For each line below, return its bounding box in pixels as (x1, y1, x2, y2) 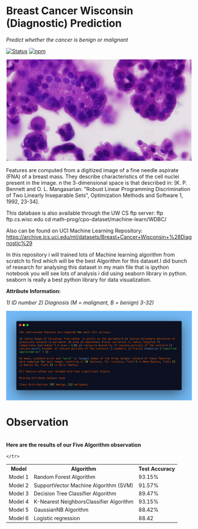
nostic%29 (6, 240, 32, 247)
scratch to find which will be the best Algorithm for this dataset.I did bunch (6, 258, 187, 265)
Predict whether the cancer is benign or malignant (6, 36, 128, 43)
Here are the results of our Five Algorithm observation (6, 441, 141, 448)
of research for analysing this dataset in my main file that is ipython (6, 264, 169, 271)
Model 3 (8, 489, 29, 497)
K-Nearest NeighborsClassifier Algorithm (34, 498, 134, 505)
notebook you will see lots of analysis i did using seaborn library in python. (6, 270, 187, 277)
